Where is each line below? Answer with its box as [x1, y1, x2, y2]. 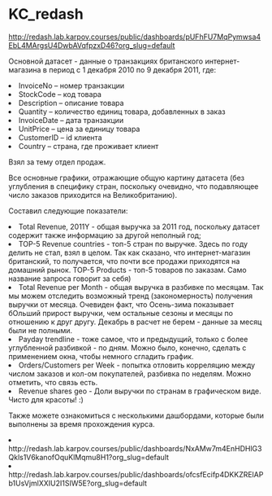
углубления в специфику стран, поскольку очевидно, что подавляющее [8, 181, 259, 191]
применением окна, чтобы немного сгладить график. [8, 351, 194, 361]
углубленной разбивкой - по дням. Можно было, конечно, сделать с [8, 343, 247, 353]
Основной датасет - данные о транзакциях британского [8, 56, 204, 66]
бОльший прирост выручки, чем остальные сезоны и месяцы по [8, 308, 234, 318]
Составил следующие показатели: [8, 205, 128, 216]
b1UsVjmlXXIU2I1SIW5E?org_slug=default [8, 478, 148, 488]
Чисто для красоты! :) [8, 394, 84, 404]
